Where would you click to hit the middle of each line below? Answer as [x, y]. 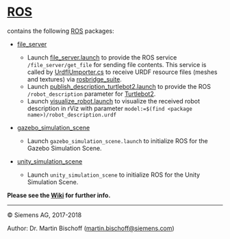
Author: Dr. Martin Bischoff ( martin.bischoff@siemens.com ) [91, 228]
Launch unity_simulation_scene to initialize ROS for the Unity [114, 175]
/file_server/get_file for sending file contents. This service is [117, 64]
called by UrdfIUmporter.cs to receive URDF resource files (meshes [122, 72]
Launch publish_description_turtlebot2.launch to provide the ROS [119, 86]
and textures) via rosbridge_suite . [74, 79]
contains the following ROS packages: [61, 31]
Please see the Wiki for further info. [59, 195]
